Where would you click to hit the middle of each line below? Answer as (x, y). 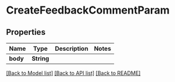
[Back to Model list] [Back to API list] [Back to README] (73, 73)
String (40, 58)
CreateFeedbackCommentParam (88, 10)
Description (72, 49)
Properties (26, 32)
